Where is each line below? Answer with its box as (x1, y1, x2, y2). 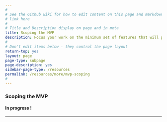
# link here (5, 16, 30, 21)
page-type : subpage (5, 58, 46, 63)
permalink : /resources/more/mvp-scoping (5, 72, 90, 77)
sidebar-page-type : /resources (5, 67, 70, 72)
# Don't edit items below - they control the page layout (5, 44, 128, 49)
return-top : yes (5, 49, 39, 54)
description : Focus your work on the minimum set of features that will (5, 35, 159, 40)
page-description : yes (5, 62, 52, 67)
